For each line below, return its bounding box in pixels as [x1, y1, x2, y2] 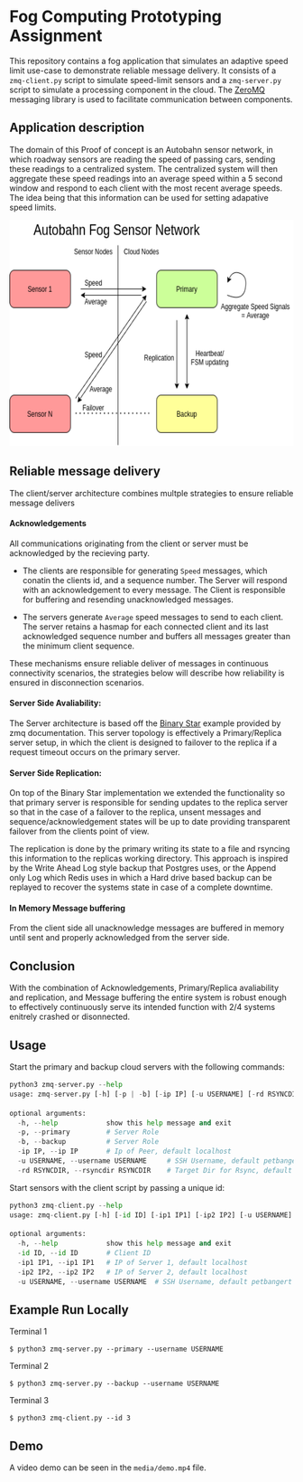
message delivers [9, 497, 75, 508]
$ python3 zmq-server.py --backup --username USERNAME [9, 1379, 220, 1389]
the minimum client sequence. [22, 640, 135, 651]
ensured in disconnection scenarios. [9, 676, 144, 688]
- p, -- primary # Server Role [17, 1128, 160, 1137]
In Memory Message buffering [9, 902, 126, 913]
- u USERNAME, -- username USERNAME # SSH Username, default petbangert [17, 1277, 293, 1286]
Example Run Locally [9, 1302, 129, 1317]
